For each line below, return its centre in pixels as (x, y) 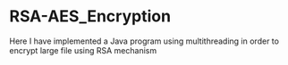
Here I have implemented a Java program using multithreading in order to (144, 41)
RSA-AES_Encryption (90, 16)
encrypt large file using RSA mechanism (83, 50)
